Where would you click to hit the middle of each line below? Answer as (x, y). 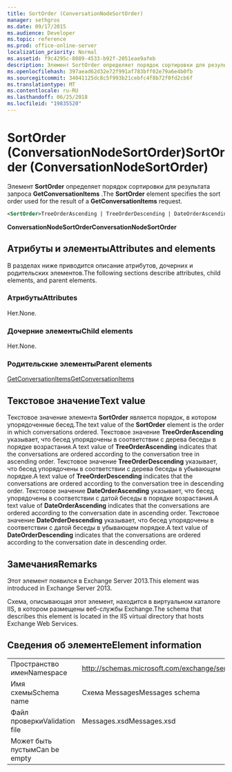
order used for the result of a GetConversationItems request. (95, 201)
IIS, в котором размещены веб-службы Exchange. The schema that (105, 609)
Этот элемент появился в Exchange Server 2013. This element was (103, 581)
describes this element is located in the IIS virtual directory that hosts (106, 616)
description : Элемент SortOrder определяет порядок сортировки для (106, 65)
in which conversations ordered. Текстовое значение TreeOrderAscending (115, 432)
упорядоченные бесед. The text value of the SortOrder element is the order (116, 425)
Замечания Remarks (52, 564)
